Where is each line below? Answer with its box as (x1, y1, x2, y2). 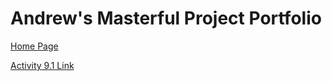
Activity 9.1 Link (10, 59, 75, 71)
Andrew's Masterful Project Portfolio (10, 7, 322, 30)
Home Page (10, 40, 59, 52)
